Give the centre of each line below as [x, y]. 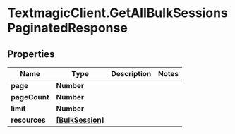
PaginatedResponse [68, 28]
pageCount [30, 97]
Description [131, 74]
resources [28, 120]
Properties [31, 54]
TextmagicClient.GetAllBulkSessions [117, 13]
